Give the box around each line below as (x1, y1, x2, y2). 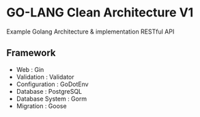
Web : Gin (16, 65, 44, 73)
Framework (6, 47, 56, 59)
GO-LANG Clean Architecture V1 (6, 5, 194, 21)
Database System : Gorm (16, 94, 87, 103)
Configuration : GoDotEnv (16, 80, 89, 88)
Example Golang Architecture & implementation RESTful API (6, 27, 175, 36)
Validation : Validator (16, 73, 74, 81)
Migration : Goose (16, 101, 67, 110)
